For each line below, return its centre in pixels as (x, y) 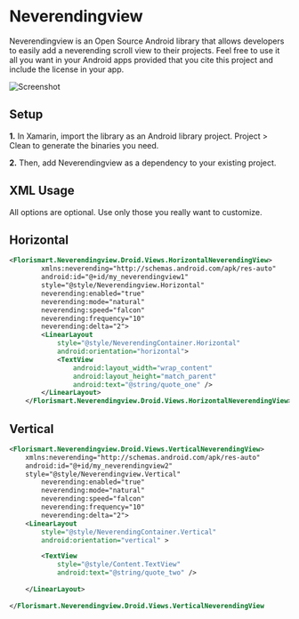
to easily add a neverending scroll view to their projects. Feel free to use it (145, 50)
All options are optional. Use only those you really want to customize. (136, 212)
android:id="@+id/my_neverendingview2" (99, 466)
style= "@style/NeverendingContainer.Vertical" (129, 532)
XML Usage (42, 191)
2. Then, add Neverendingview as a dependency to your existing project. (143, 163)
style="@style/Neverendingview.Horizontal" (123, 285)
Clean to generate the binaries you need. (84, 145)
